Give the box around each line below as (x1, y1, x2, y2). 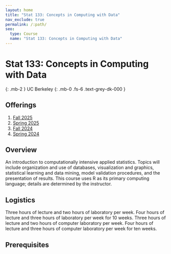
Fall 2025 (12, 114, 33, 120)
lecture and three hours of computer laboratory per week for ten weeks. (5, 226, 157, 232)
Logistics (5, 196, 35, 204)
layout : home (5, 7, 33, 13)
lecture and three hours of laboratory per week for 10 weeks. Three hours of (5, 215, 166, 221)
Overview (5, 145, 37, 154)
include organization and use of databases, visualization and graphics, (5, 164, 154, 171)
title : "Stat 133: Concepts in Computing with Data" (5, 12, 120, 17)
